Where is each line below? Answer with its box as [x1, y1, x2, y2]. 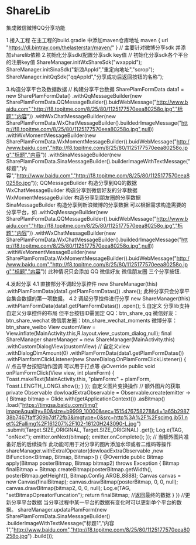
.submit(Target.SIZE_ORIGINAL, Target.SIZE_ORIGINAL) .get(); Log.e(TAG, [6, 426, 183, 433]
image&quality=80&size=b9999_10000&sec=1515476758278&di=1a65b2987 [6, 407, 190, 414]
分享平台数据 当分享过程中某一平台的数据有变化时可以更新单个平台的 [11, 499, 177, 506]
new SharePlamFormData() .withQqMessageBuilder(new [6, 92, 142, 99]
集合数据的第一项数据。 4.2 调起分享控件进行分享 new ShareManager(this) [11, 294, 191, 302]
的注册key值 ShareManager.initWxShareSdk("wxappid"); [6, 59, 142, 66]
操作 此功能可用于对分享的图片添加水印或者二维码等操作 [36, 440, 171, 447]
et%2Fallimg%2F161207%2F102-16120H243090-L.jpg [6, 420, 137, 427]
